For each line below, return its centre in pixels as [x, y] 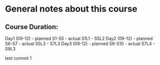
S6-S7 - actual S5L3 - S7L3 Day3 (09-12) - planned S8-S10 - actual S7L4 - [80, 44]
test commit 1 [18, 58]
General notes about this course [71, 9]
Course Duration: [32, 27]
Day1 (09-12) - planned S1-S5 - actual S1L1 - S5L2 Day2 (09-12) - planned [79, 38]
